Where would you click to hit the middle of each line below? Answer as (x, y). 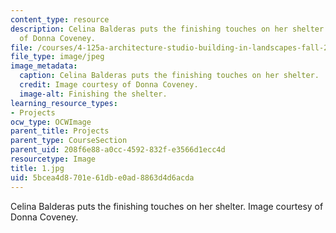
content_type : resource (60, 19)
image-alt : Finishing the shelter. (93, 94)
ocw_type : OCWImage (51, 122)
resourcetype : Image (53, 159)
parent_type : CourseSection (69, 141)
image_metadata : (44, 66)
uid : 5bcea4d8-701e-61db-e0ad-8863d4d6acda (102, 177)
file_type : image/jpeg (57, 57)
